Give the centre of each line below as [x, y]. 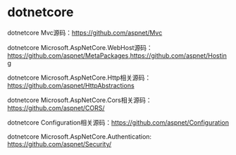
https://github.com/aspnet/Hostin [178, 55]
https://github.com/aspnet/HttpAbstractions [71, 85]
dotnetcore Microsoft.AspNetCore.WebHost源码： [80, 47]
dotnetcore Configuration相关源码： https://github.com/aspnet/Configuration [118, 122]
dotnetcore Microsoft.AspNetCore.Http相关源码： [79, 77]
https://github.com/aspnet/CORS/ [56, 108]
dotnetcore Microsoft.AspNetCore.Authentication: [80, 136]
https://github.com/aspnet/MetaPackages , [69, 55]
